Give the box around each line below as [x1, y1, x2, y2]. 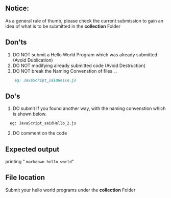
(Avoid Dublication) [12, 57, 53, 63]
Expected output [5, 145, 60, 153]
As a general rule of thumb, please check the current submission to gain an [5, 17, 163, 24]
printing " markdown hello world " [5, 159, 74, 164]
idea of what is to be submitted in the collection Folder [5, 23, 121, 29]
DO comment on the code [12, 130, 67, 136]
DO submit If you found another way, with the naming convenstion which [12, 105, 166, 112]
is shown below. [12, 111, 47, 117]
